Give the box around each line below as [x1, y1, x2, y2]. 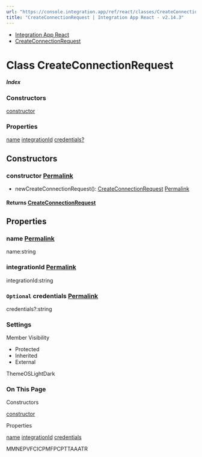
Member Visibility [6, 334, 50, 342]
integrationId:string [6, 277, 54, 284]
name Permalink [6, 234, 55, 242]
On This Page [6, 385, 46, 394]
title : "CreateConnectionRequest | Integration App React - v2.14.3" [6, 14, 185, 20]
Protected [14, 346, 40, 353]
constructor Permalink [6, 171, 73, 180]
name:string [6, 248, 36, 256]
